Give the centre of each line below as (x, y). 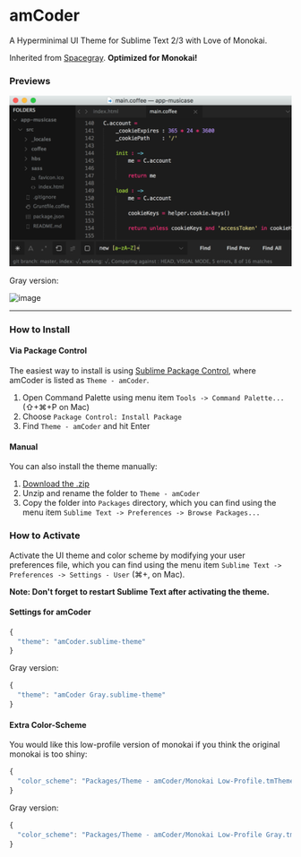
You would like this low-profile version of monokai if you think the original (145, 745)
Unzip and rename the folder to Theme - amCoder (111, 493)
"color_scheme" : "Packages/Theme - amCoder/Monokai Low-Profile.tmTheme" (158, 781)
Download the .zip (56, 484)
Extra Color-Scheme (48, 724)
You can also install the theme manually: (84, 467)
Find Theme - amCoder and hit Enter (86, 426)
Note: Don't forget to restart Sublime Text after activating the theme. (140, 591)
